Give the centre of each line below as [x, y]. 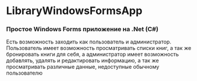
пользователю [24, 73]
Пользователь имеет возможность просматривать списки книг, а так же [99, 48]
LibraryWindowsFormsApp [74, 11]
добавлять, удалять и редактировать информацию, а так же [82, 60]
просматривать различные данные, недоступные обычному [83, 67]
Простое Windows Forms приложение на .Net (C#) [82, 29]
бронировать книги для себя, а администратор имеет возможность [93, 55]
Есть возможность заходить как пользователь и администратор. [89, 42]
